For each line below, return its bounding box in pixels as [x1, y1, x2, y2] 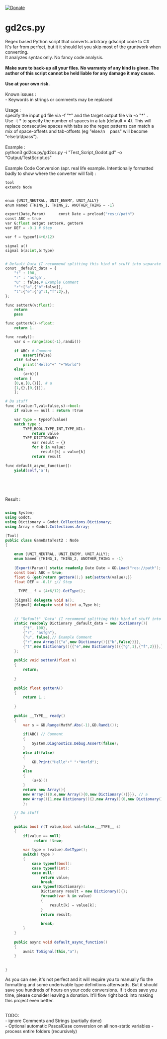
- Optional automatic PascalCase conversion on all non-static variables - [5, 1023, 154, 1029]
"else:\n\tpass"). [5, 133, 38, 139]
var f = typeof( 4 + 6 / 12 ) [5, 234, 55, 240]
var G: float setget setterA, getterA [5, 221, 83, 226]
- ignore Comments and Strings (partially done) [5, 1018, 102, 1024]
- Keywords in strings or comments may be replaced [5, 96, 113, 102]
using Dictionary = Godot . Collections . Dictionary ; [5, 520, 112, 525]
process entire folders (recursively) [5, 1028, 78, 1034]
